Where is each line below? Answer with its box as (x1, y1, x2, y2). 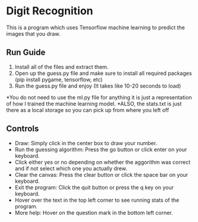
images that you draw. (6, 30, 61, 37)
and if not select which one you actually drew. (14, 165, 128, 172)
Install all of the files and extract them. (14, 63, 109, 70)
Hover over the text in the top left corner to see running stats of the (14, 196, 180, 204)
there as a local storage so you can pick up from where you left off (6, 106, 169, 114)
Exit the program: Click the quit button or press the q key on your (14, 183, 174, 191)
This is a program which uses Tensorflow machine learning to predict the (6, 24, 186, 31)
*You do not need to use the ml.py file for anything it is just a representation (6, 93, 192, 101)
